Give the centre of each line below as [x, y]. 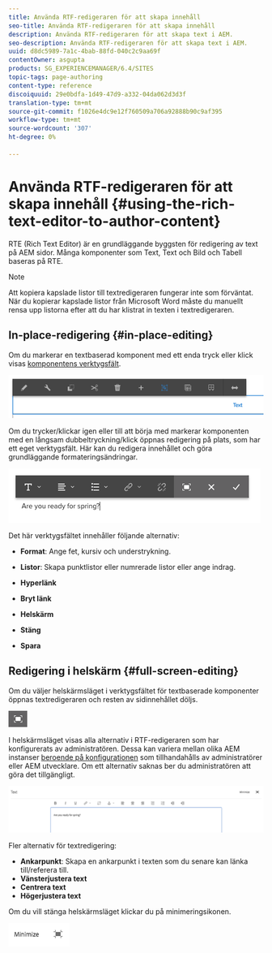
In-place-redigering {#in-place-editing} [111, 336]
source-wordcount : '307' [50, 129]
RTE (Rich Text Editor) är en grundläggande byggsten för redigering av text [133, 244]
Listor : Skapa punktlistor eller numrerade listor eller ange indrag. [128, 567]
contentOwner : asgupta [47, 60]
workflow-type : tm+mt [45, 120]
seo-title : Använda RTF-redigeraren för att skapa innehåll [112, 26]
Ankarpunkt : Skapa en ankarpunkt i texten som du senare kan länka [134, 861]
